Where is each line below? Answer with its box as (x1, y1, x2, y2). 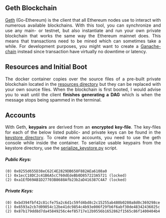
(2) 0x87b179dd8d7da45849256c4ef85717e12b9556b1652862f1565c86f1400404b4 (5, 209, 161, 214)
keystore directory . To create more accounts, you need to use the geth (5, 135, 162, 141)
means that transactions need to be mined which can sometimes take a (5, 38, 161, 44)
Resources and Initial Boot (5, 63, 87, 71)
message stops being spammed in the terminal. (5, 97, 102, 103)
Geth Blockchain (5, 4, 57, 12)
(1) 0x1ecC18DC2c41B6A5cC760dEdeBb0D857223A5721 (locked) (5, 173, 127, 178)
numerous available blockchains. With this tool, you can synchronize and (5, 22, 161, 28)
